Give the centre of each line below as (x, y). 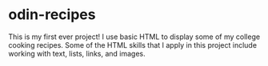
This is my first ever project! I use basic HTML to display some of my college (134, 37)
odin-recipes (52, 15)
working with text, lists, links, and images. (77, 53)
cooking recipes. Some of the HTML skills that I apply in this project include (133, 45)
